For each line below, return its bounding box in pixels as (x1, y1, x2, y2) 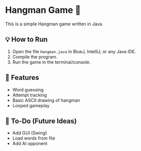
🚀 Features (5, 74, 39, 82)
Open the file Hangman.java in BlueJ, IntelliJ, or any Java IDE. (12, 48, 136, 54)
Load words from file (12, 135, 56, 141)
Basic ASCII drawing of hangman (12, 97, 81, 103)
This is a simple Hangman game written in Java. (5, 21, 104, 27)
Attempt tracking (12, 92, 47, 98)
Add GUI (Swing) (12, 130, 47, 136)
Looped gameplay (12, 102, 50, 108)
